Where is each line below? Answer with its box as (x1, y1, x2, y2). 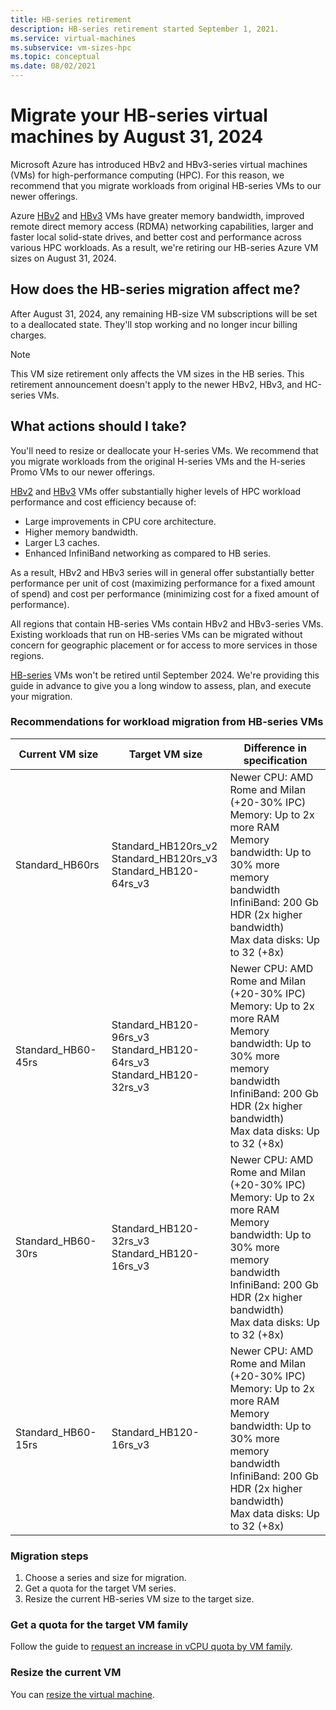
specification (243, 753, 308, 767)
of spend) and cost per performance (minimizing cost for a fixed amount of (10, 587, 320, 600)
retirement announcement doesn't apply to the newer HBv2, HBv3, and (10, 378, 303, 390)
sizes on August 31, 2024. (10, 252, 117, 264)
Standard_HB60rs (15, 857, 100, 871)
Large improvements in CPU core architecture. (24, 515, 217, 527)
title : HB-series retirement (10, 14, 132, 25)
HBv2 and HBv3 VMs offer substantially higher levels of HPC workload (10, 485, 302, 497)
